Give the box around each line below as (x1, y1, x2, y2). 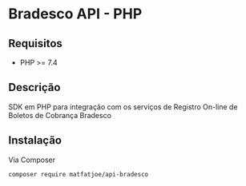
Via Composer (8, 155, 56, 164)
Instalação (8, 133, 63, 148)
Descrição (8, 81, 61, 94)
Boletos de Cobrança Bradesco (8, 110, 112, 120)
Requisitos (8, 37, 63, 50)
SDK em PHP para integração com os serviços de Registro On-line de (8, 101, 238, 112)
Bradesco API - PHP (8, 5, 143, 23)
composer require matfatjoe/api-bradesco (8, 170, 149, 178)
